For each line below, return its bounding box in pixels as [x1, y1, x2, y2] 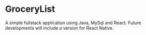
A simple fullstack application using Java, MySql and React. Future [5, 20, 142, 26]
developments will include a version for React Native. [5, 25, 114, 31]
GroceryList [5, 3, 56, 15]
